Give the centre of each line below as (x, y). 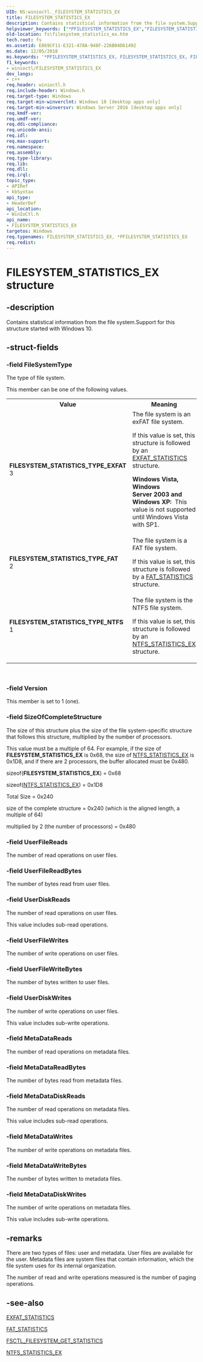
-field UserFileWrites (37, 940)
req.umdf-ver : (24, 119)
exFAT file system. (158, 422)
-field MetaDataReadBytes (46, 1067)
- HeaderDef (21, 203)
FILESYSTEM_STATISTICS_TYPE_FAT (64, 559)
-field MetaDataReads (39, 1038)
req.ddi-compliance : (32, 125)
